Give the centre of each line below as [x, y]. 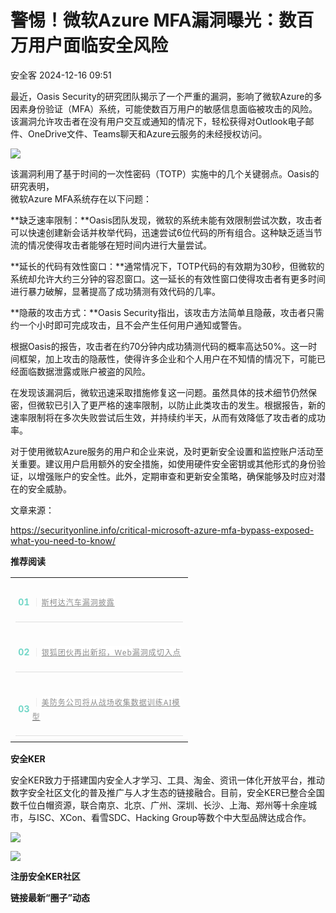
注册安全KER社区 [45, 877]
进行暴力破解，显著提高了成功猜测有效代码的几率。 [115, 291]
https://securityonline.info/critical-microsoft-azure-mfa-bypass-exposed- [162, 530]
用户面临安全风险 [98, 45]
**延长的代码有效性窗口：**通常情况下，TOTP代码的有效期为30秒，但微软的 [167, 266]
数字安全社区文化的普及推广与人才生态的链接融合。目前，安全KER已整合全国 [167, 793]
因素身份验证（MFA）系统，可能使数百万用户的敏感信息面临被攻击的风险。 [164, 108]
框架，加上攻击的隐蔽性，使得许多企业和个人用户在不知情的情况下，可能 [167, 358]
